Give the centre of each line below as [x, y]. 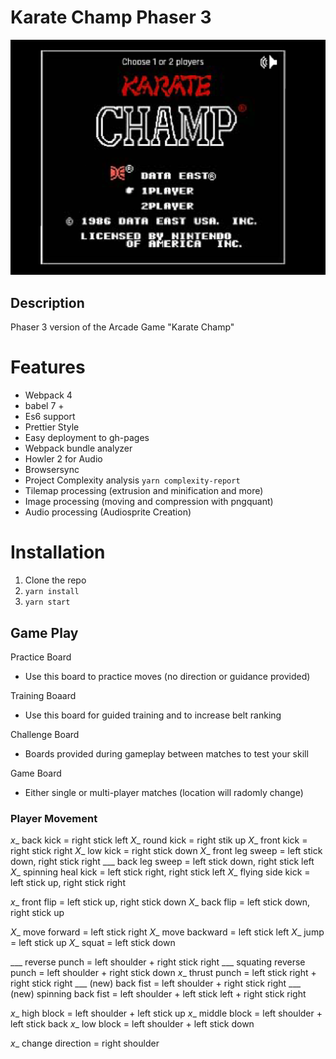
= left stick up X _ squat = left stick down [93, 943]
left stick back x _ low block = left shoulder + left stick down [132, 1024]
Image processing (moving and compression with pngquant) [149, 502]
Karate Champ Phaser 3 [111, 17]
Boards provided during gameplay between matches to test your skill [166, 753]
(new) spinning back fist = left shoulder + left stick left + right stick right [158, 994]
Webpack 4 [48, 395]
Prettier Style [52, 427]
